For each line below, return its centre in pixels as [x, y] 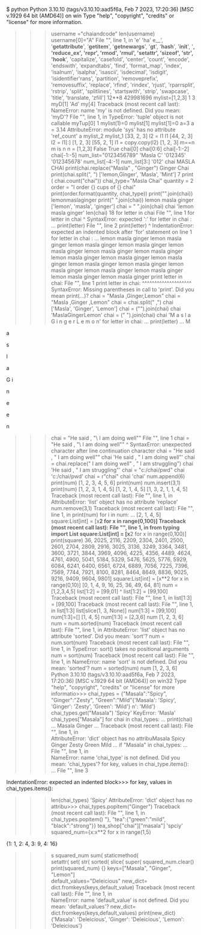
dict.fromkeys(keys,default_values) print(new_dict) [113, 913]
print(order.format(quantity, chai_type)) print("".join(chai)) [122, 193]
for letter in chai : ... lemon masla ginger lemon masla [116, 238]
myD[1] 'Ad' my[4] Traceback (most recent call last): [115, 104]
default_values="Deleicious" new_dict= [99, 881]
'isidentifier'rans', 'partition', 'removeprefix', [105, 79]
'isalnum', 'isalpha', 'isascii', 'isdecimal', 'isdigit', [109, 72]
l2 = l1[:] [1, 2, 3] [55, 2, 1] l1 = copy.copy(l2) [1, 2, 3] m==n [123, 142]
